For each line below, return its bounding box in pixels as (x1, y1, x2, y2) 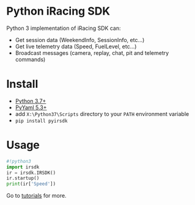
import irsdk (6, 164, 40, 170)
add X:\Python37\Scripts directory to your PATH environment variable (15, 110, 189, 117)
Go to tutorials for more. (6, 192, 67, 200)
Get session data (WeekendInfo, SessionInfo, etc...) (15, 36, 145, 43)
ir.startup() (6, 175, 40, 181)
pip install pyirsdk (15, 118, 68, 124)
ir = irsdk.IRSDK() (6, 170, 56, 176)
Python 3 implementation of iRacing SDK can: (6, 24, 121, 32)
